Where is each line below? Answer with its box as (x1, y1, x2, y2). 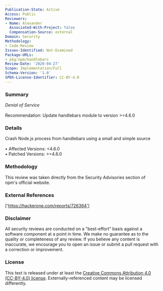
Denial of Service (5, 102, 40, 108)
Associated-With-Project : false (9, 25, 75, 30)
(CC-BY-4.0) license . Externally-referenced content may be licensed (5, 275, 143, 281)
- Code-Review (5, 43, 34, 48)
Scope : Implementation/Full (5, 66, 62, 71)
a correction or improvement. (5, 247, 64, 253)
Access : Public (5, 12, 36, 17)
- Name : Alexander (5, 20, 42, 26)
